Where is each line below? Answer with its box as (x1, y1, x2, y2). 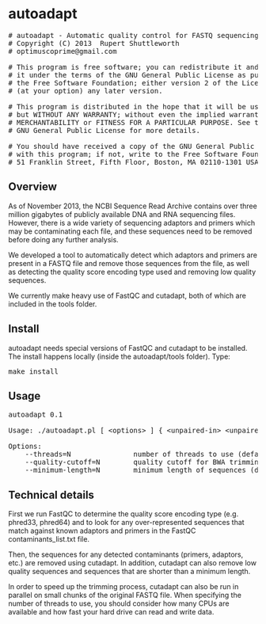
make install (8, 367, 59, 376)
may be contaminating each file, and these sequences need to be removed (8, 226, 253, 236)
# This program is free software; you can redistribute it (8, 63, 243, 71)
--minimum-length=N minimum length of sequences (25, 466, 247, 475)
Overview (8, 180, 58, 194)
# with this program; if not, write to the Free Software (8, 150, 238, 158)
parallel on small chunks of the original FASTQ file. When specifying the (8, 591, 241, 600)
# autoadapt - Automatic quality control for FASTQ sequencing (8, 31, 259, 40)
